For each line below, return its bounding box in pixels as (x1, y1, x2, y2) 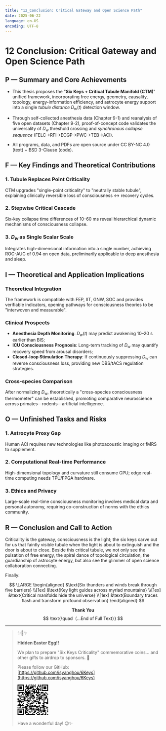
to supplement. (5, 446, 36, 452)
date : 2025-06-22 (5, 13, 41, 18)
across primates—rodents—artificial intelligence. (5, 400, 104, 407)
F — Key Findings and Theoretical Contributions (5, 161, 156, 170)
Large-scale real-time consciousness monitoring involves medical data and (5, 499, 158, 504)
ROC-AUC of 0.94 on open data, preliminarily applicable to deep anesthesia (5, 251, 160, 257)
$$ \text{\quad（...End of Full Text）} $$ (42, 615, 124, 621)
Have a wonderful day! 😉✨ (17, 720, 73, 726)
